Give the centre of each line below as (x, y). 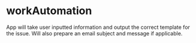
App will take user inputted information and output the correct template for (98, 27)
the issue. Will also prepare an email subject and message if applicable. (94, 33)
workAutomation (49, 11)
